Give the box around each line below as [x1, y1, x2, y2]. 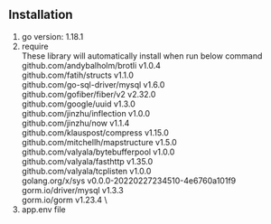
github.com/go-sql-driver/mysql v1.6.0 [21, 79, 165, 89]
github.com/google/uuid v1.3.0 [21, 98, 136, 109]
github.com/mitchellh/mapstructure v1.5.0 [21, 136, 177, 147]
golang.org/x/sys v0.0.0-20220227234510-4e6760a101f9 [21, 175, 237, 186]
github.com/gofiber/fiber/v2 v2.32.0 [21, 89, 156, 99]
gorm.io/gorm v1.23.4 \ [21, 194, 107, 205]
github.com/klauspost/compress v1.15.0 [21, 126, 169, 138]
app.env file [21, 203, 66, 215]
